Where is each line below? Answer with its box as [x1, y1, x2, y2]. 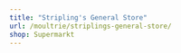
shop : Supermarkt [9, 30, 75, 39]
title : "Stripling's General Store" [9, 13, 148, 22]
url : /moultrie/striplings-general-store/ [9, 22, 172, 31]
